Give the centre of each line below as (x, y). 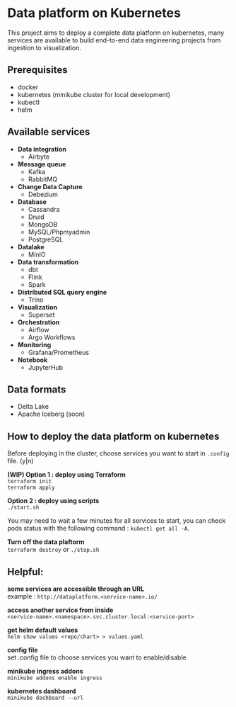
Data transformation (48, 262)
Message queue (42, 164)
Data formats (37, 389)
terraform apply (31, 488)
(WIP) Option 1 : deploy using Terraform (66, 475)
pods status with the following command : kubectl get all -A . (98, 528)
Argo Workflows (52, 337)
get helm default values (43, 630)
